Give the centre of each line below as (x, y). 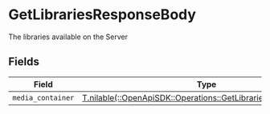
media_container (43, 98)
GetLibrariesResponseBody (102, 15)
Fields (24, 62)
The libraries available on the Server (68, 37)
